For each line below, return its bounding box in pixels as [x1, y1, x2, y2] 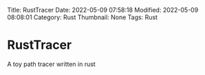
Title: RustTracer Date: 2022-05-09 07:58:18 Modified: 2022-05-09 [7, 6, 199, 14]
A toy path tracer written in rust [7, 60, 96, 68]
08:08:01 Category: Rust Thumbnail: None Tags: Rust [7, 13, 158, 21]
